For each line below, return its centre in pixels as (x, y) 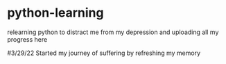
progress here (27, 39)
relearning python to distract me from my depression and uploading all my (113, 32)
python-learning (55, 13)
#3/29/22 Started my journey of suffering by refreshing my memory (104, 53)
